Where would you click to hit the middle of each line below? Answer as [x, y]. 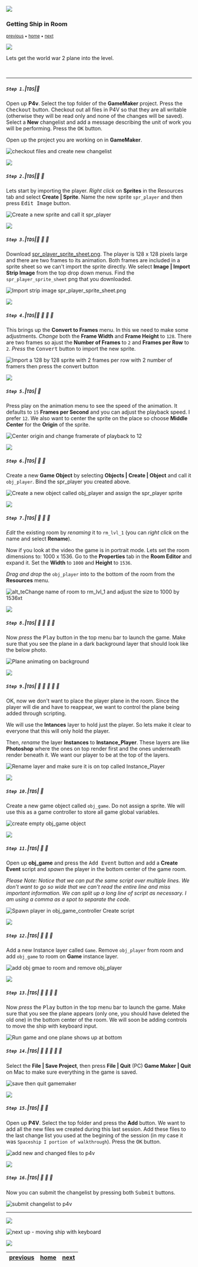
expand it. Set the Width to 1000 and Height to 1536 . [69, 563]
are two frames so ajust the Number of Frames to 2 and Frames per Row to [98, 342]
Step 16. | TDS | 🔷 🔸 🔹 [29, 1177]
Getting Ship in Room [37, 24]
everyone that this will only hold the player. [58, 731]
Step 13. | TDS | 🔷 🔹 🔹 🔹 [32, 992]
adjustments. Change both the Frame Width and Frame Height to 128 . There [99, 336]
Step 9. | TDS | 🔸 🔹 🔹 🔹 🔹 [33, 686]
